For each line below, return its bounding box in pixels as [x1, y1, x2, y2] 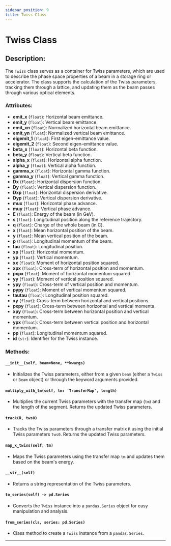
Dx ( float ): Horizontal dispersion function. [12, 179, 102, 185]
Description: [5, 54, 46, 63]
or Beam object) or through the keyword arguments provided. [12, 376, 139, 382]
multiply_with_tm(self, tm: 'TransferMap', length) [5, 388, 117, 393]
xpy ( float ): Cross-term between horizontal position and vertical [12, 308, 149, 314]
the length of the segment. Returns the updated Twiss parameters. [12, 404, 153, 410]
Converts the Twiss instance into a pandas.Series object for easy [12, 502, 149, 509]
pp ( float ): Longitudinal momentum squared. [12, 330, 108, 336]
